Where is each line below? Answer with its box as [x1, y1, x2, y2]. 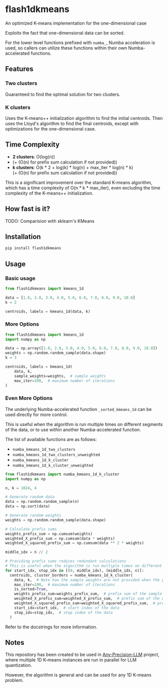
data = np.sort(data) [5, 504, 50, 509]
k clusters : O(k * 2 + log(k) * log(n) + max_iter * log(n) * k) [12, 164, 133, 170]
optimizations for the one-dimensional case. [5, 125, 96, 131]
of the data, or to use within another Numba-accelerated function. [5, 427, 141, 433]
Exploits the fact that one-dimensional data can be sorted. [5, 30, 125, 36]
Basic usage [5, 274, 36, 282]
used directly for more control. [5, 411, 68, 418]
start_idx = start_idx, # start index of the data [14, 605, 120, 610]
